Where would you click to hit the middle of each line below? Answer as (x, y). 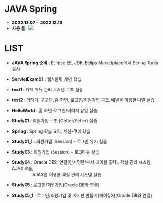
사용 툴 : (19, 28)
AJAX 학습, (23, 168)
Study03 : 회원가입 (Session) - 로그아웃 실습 (55, 152)
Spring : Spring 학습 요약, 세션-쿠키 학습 (51, 131)
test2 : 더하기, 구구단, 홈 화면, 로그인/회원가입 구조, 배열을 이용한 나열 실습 (83, 100)
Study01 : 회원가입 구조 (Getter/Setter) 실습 (54, 120)
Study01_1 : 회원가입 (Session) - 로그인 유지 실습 (59, 141)
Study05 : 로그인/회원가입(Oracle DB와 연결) (55, 185)
